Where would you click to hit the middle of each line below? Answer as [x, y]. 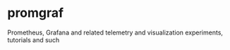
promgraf [36, 13]
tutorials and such [34, 39]
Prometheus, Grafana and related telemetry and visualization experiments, [115, 32]
